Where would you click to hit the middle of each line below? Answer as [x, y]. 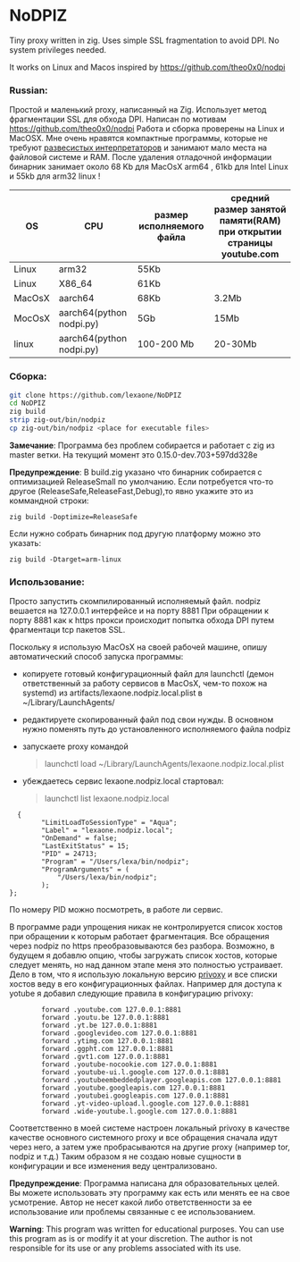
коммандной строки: [49, 501]
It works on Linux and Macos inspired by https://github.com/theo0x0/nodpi [147, 67]
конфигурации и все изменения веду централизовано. [113, 1166]
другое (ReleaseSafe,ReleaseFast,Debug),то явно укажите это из [131, 491]
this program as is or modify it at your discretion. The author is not [131, 1239]
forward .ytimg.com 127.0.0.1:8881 [108, 1041]
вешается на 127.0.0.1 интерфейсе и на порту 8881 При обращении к [139, 611]
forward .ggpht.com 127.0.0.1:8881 [108, 1049]
